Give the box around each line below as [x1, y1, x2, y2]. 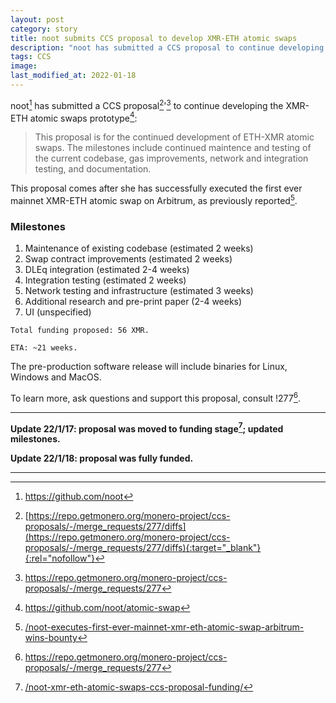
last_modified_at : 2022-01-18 [10, 71, 137, 81]
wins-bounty [24, 632, 78, 644]
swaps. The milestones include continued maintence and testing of [34, 142, 312, 154]
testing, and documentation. [34, 163, 152, 175]
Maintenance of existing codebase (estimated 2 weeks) [24, 242, 254, 255]
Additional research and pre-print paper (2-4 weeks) [24, 296, 243, 308]
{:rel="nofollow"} [24, 552, 95, 565]
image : [10, 61, 38, 71]
